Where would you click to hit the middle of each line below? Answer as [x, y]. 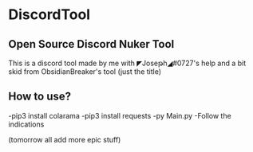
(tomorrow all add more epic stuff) [65, 139]
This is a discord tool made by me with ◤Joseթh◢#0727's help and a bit [127, 63]
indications [26, 124]
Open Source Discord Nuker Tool [91, 44]
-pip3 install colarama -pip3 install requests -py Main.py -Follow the [120, 115]
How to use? [40, 97]
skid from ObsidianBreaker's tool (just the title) [85, 72]
